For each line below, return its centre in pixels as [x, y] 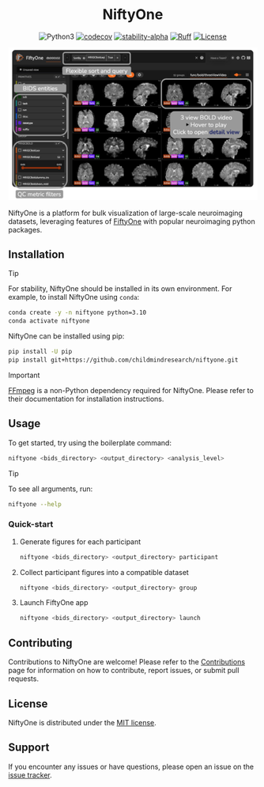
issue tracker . [30, 775]
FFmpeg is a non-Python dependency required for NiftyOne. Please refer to [131, 390]
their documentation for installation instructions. [86, 399]
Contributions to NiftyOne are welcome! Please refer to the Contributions [127, 662]
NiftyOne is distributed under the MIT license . [82, 722]
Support [29, 748]
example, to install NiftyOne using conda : [74, 297]
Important [24, 375]
